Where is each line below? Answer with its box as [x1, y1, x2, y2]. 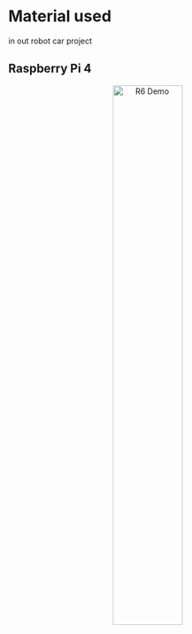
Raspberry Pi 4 [8, 61, 92, 76]
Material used [8, 6, 112, 27]
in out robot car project [8, 35, 93, 46]
